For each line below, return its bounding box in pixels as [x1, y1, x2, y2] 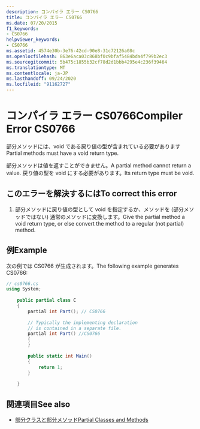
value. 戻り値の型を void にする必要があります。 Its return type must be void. [6, 169, 195, 176]
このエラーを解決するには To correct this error [6, 188, 177, 199]
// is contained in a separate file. [28, 325, 122, 331]
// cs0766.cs [6, 280, 39, 287]
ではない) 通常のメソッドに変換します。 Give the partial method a [25, 213, 186, 220]
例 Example [6, 245, 47, 256]
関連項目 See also [6, 399, 71, 409]
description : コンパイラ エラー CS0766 [6, 8, 99, 15]
